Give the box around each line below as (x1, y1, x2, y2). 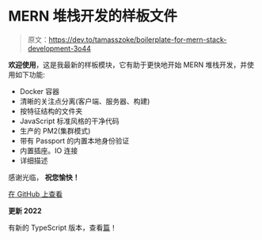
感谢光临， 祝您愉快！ (8, 172, 80, 182)
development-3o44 (27, 43, 91, 53)
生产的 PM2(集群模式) (19, 126, 91, 135)
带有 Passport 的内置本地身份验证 (19, 136, 130, 145)
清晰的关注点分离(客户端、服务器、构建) (19, 96, 150, 106)
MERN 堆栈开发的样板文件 (8, 7, 178, 25)
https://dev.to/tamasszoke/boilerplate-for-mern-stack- (48, 35, 227, 44)
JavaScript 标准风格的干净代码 (19, 116, 120, 126)
